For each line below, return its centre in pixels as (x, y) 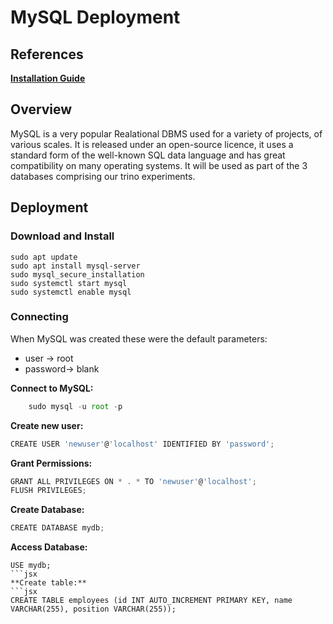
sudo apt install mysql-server (75, 266)
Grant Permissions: (51, 463)
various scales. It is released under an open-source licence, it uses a (152, 144)
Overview (41, 109)
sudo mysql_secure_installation (77, 274)
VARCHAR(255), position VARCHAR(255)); (93, 609)
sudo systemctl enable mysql (71, 292)
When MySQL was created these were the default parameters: (139, 338)
